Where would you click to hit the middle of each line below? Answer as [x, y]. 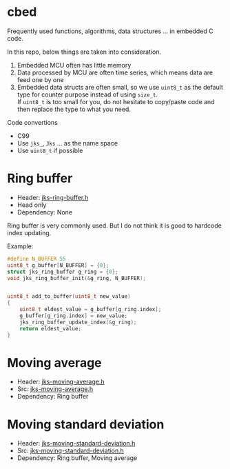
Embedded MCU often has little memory [74, 65]
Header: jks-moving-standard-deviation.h [76, 443]
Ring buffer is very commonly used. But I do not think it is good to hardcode [114, 226]
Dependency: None [45, 212]
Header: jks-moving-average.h [61, 382]
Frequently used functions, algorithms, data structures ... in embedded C [110, 31]
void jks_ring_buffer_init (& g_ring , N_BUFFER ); [77, 278]
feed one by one [40, 79]
